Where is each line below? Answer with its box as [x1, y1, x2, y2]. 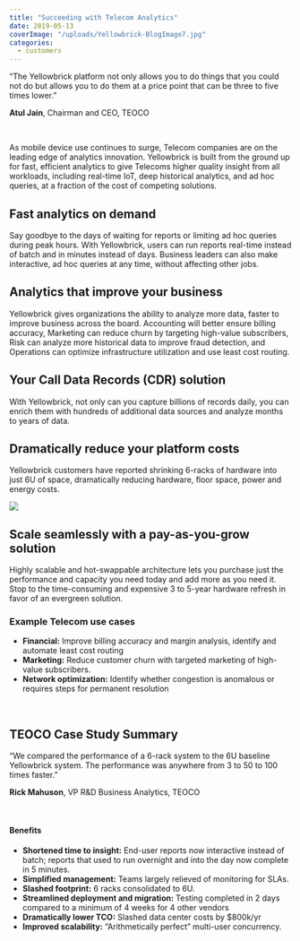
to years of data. [9, 415, 70, 426]
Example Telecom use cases [9, 616, 136, 628]
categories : [9, 38, 54, 47]
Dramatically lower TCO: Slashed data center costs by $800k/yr [21, 911, 261, 922]
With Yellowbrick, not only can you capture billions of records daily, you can [9, 396, 289, 407]
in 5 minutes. [21, 864, 70, 875]
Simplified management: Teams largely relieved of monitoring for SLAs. [21, 873, 289, 884]
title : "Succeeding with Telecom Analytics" [9, 13, 178, 22]
